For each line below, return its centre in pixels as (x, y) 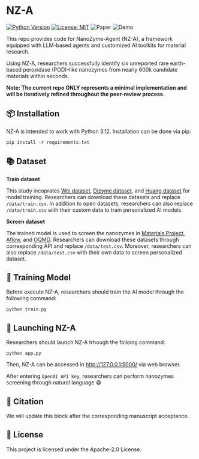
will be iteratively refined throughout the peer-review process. (85, 94)
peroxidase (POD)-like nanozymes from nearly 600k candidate (100, 69)
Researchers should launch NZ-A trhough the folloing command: (86, 342)
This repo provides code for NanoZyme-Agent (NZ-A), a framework (89, 39)
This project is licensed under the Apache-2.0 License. (74, 449)
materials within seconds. (38, 76)
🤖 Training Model (38, 277)
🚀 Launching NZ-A (41, 328)
